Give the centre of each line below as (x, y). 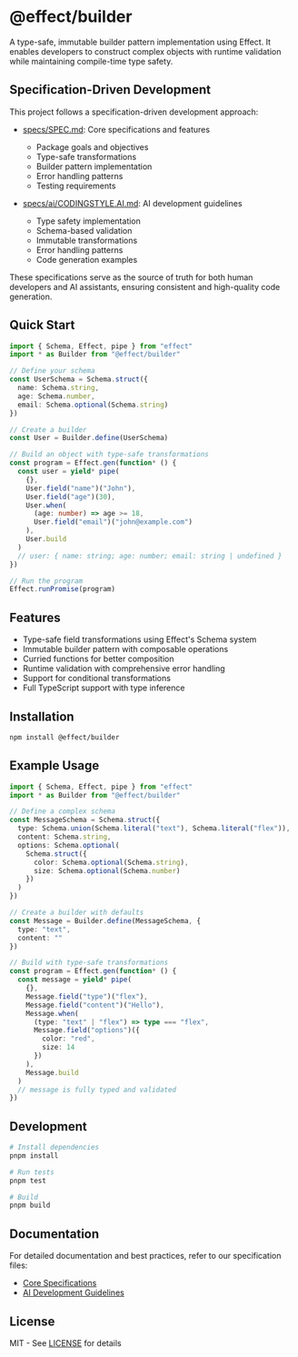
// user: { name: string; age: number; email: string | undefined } (150, 556)
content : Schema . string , (65, 837)
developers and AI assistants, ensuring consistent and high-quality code (145, 286)
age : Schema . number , (56, 396)
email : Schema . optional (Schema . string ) (93, 405)
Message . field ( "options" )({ (87, 1030)
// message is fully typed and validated (97, 1090)
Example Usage (55, 766)
